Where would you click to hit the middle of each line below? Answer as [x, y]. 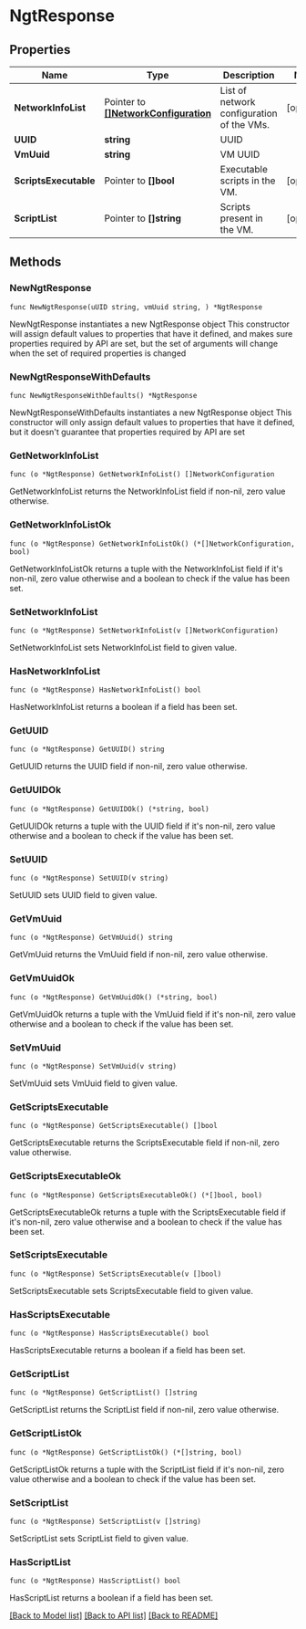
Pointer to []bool [139, 181]
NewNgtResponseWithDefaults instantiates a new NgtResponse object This [151, 412]
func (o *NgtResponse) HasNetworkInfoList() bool [106, 690]
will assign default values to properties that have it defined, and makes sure [151, 333]
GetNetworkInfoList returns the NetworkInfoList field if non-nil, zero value [148, 491]
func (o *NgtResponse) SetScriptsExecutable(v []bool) [116, 1274]
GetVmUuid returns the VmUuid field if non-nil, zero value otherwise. [139, 955]
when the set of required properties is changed [98, 353]
